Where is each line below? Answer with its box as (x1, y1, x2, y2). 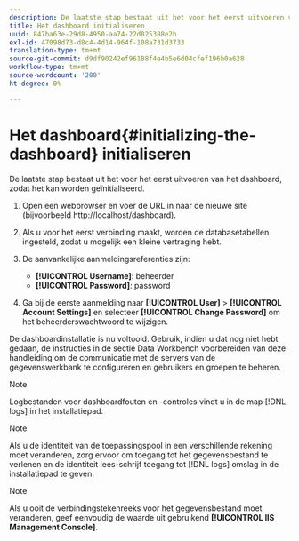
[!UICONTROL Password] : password (35, 280, 171, 290)
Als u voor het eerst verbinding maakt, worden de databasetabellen (21, 227, 270, 237)
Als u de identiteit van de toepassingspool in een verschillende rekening (9, 440, 273, 450)
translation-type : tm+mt (9, 46, 101, 55)
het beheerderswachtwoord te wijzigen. (21, 316, 169, 327)
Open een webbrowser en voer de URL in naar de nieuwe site (21, 200, 247, 211)
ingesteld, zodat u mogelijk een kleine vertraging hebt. (21, 236, 222, 247)
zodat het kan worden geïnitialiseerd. (9, 183, 145, 194)
